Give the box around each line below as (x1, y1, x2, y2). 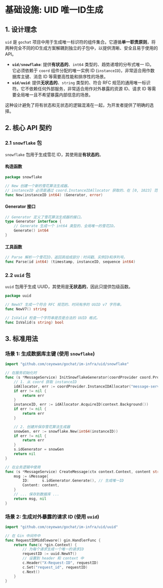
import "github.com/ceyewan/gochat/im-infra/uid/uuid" (5, 524, 118, 529)
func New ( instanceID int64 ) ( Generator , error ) (5, 192, 103, 197)
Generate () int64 (14, 228, 49, 233)
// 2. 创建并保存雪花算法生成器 (14, 424, 70, 429)
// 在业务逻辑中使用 (5, 465, 41, 470)
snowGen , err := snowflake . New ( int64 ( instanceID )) (14, 429, 118, 434)
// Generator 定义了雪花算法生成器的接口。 (5, 215, 84, 219)
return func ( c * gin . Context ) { (14, 542, 77, 547)
